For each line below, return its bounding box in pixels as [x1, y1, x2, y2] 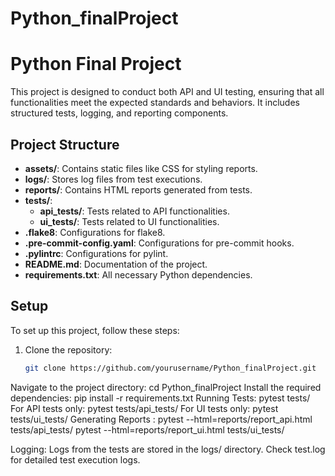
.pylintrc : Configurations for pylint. [24, 247, 169, 259]
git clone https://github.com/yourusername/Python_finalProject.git [24, 363, 317, 373]
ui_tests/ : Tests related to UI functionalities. [39, 215, 220, 227]
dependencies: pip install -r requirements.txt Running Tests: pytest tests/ [10, 392, 311, 404]
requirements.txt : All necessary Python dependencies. [24, 268, 253, 281]
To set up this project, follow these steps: [10, 324, 180, 336]
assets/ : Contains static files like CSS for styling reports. [24, 162, 258, 174]
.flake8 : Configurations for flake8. [24, 226, 166, 238]
